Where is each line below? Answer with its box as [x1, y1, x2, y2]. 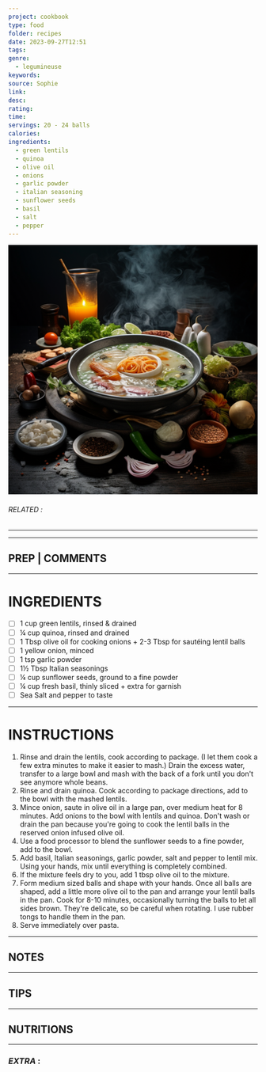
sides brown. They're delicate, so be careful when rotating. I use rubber [19, 903, 254, 913]
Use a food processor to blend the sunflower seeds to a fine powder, [19, 836, 245, 846]
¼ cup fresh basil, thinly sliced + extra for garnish [19, 681, 182, 690]
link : [8, 88, 26, 96]
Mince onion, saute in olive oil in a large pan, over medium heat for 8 [19, 802, 243, 812]
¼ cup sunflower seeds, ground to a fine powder [19, 672, 179, 682]
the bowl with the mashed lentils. [19, 794, 127, 804]
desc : [8, 96, 26, 105]
